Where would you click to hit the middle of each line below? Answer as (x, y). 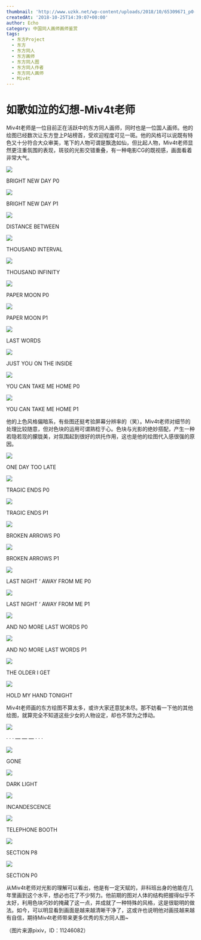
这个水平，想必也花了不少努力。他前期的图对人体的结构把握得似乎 (108, 895)
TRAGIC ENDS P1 (28, 513)
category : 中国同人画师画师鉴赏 (42, 28)
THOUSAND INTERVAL (34, 250)
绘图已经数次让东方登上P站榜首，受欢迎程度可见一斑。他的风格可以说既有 (97, 135)
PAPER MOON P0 (28, 295)
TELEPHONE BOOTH (32, 830)
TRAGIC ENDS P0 (28, 490)
